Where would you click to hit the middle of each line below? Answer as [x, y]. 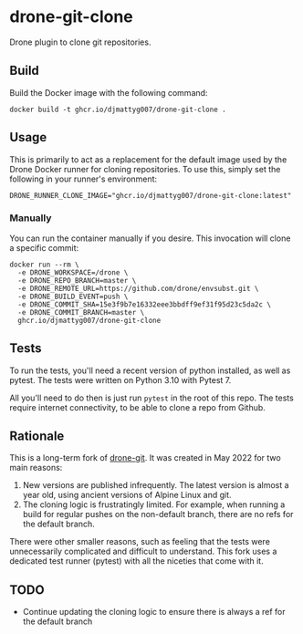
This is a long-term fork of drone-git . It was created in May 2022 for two [145, 458]
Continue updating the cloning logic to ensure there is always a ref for [154, 612]
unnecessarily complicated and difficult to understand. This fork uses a [143, 551]
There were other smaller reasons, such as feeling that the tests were [140, 542]
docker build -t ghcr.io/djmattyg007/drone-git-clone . [118, 109]
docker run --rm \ [44, 265]
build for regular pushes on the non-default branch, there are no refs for [158, 514]
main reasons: [36, 468]
